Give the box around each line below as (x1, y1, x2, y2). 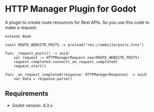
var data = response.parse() (14, 76, 73, 81)
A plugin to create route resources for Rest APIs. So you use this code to (5, 19, 150, 25)
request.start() (14, 64, 47, 68)
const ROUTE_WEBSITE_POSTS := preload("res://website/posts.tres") (5, 42, 144, 47)
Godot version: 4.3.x (12, 102, 53, 108)
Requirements (5, 90, 48, 98)
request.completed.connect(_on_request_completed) (14, 59, 118, 64)
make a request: (5, 24, 37, 30)
